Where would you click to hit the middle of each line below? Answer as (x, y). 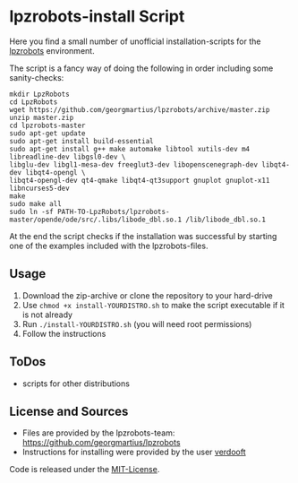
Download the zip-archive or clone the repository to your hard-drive (147, 295)
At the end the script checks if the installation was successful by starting (143, 236)
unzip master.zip (42, 117)
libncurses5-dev (39, 188)
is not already (47, 315)
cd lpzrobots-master (48, 125)
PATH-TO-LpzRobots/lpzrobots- (113, 211)
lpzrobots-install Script (97, 17)
